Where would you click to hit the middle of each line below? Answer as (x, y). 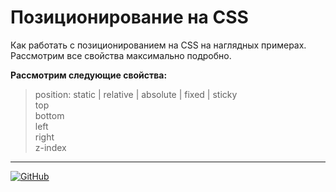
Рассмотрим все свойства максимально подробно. (121, 55)
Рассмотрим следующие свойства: (89, 75)
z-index (50, 147)
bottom (49, 115)
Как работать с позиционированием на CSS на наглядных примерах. (158, 45)
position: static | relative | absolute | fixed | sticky (136, 94)
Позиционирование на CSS (129, 17)
